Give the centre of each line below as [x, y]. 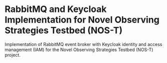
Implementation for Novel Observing [82, 20]
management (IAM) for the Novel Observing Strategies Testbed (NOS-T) [79, 49]
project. [13, 55]
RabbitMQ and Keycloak [56, 9]
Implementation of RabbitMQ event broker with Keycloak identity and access [83, 44]
